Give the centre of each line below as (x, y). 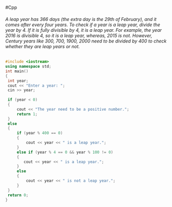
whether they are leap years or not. (43, 46)
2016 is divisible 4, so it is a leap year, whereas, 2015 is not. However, (79, 35)
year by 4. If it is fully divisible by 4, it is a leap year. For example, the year (84, 30)
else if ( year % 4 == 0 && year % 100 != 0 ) (65, 152)
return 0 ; (18, 195)
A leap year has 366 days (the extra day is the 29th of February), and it (81, 19)
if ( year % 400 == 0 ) (40, 133)
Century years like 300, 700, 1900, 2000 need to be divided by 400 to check (86, 41)
